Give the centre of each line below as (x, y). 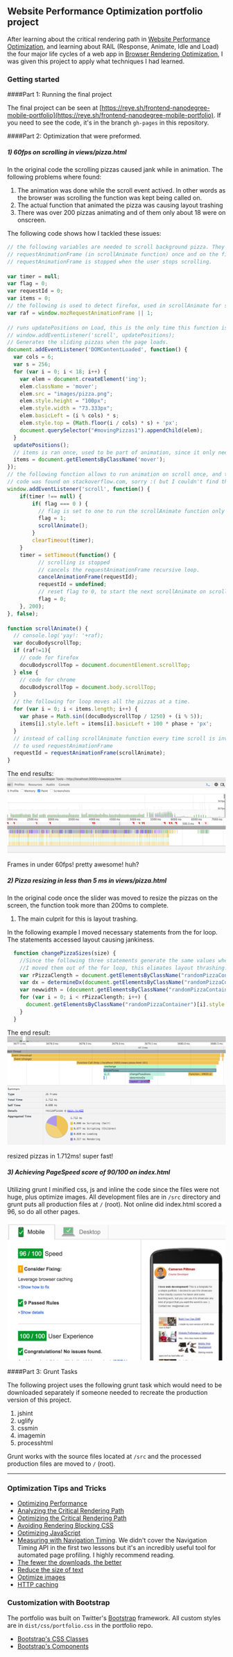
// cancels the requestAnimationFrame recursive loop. (119, 569)
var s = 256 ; (32, 364)
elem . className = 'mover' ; (59, 386)
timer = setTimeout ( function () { (68, 555)
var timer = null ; (34, 276)
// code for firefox (49, 658)
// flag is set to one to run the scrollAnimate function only (131, 511)
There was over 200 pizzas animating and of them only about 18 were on (121, 213)
